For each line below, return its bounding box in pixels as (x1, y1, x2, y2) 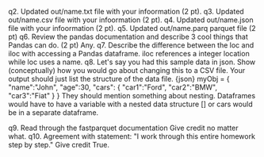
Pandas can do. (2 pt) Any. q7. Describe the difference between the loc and (8, 40, 254, 50)
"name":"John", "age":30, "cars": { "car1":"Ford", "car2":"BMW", (8, 82, 218, 92)
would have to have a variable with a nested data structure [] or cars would (8, 99, 253, 109)
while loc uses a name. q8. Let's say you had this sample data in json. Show (8, 57, 256, 67)
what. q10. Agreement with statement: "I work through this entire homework (8, 132, 256, 141)
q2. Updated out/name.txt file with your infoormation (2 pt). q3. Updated (8, 7, 244, 16)
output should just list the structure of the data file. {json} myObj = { (8, 75, 230, 83)
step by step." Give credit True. (8, 140, 109, 149)
